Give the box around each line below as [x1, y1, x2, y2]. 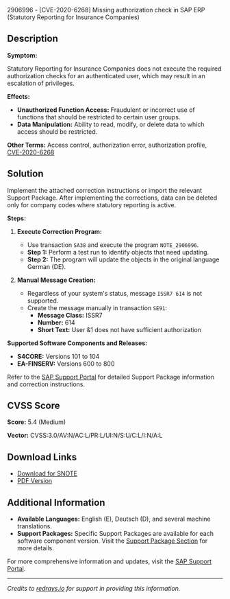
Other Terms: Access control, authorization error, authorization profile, [7, 141, 207, 149]
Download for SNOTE [16, 469, 77, 478]
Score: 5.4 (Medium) [7, 418, 66, 426]
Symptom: [7, 51, 38, 59]
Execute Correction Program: [16, 227, 103, 235]
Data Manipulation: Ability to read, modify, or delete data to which [16, 120, 205, 128]
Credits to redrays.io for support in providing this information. [7, 585, 181, 593]
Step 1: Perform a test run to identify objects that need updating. [27, 248, 209, 256]
